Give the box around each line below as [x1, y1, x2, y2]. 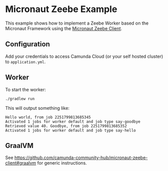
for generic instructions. [37, 160, 87, 166]
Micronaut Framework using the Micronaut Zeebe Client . [5, 25, 122, 31]
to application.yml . [5, 59, 46, 65]
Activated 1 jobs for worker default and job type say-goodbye [5, 119, 141, 124]
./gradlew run [5, 96, 35, 101]
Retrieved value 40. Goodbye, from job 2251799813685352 [5, 123, 127, 128]
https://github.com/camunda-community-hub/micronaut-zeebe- [14, 154, 148, 161]
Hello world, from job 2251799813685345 [5, 114, 92, 120]
